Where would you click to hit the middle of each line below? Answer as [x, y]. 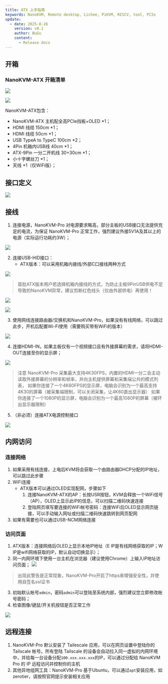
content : [23, 38]
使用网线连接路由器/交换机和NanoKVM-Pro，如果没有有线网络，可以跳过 [88, 320]
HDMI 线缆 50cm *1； [35, 134]
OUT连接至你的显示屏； [37, 353]
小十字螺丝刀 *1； [31, 159]
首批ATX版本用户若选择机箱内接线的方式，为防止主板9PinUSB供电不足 [90, 284]
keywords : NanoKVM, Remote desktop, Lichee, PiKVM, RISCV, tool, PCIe [80, 15]
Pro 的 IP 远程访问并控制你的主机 [46, 664]
